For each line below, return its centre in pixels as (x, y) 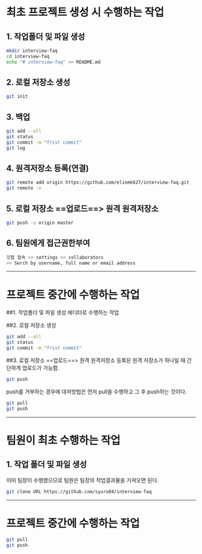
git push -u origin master (40, 223)
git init (17, 97)
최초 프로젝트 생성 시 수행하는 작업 (85, 12)
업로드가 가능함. (41, 368)
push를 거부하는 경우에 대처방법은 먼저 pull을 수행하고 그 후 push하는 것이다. (96, 391)
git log (16, 148)
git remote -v (24, 188)
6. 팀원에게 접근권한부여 (48, 243)
